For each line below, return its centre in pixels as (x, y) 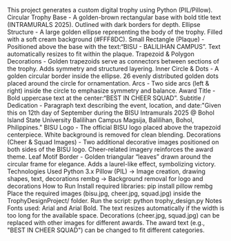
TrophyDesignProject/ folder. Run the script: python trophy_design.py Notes (115, 201)
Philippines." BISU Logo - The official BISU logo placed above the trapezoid (114, 127)
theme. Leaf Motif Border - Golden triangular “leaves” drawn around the (109, 157)
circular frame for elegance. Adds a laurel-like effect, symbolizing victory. (111, 164)
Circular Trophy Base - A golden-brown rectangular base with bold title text (114, 17)
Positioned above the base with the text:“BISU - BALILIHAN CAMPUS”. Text (114, 47)
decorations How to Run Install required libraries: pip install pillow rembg (110, 186)
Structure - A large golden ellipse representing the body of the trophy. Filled (115, 32)
